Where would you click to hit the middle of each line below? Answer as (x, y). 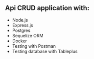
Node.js (20, 20)
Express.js (23, 25)
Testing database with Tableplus (45, 51)
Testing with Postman (34, 46)
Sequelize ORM (28, 35)
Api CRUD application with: (47, 8)
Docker (20, 41)
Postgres (21, 30)
